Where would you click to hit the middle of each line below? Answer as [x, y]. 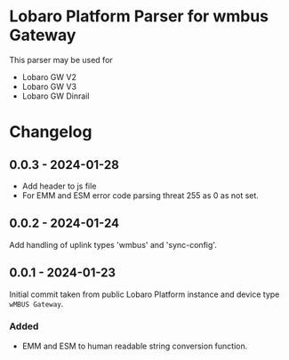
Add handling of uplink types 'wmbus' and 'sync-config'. [113, 244]
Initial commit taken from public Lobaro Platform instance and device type [144, 294]
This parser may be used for [61, 60]
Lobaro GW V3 [49, 86]
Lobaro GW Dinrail [56, 96]
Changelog [51, 132]
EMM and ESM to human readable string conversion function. [135, 346]
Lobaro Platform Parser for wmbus [139, 16]
